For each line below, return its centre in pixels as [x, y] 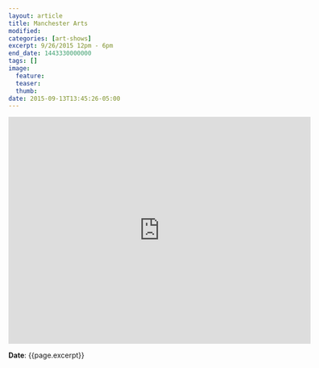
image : [19, 69]
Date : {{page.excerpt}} [46, 355]
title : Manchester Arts [48, 23]
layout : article [35, 16]
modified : [25, 31]
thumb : [27, 91]
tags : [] [23, 61]
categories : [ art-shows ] [50, 38]
